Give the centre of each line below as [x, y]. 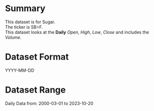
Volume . [13, 37]
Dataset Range [35, 90]
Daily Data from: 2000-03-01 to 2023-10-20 [49, 103]
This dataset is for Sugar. [30, 22]
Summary [25, 8]
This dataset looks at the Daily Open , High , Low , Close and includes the [77, 32]
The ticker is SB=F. [24, 27]
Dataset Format [37, 57]
